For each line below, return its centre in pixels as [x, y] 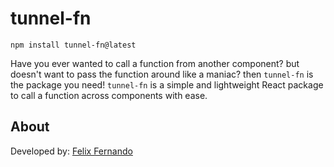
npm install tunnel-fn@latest [73, 45]
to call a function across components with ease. [109, 95]
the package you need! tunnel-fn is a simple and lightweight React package [167, 84]
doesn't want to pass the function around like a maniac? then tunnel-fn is [162, 74]
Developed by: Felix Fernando [71, 151]
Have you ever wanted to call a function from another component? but [155, 63]
